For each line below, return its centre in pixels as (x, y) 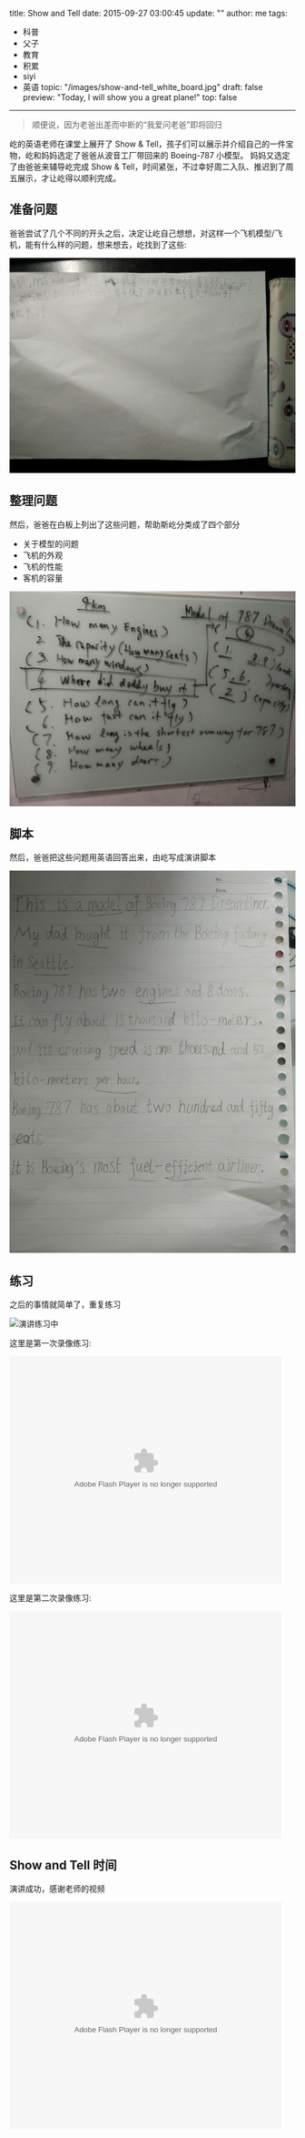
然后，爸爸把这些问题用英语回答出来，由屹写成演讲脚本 (113, 857)
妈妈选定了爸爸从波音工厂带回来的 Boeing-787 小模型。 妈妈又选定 (165, 155)
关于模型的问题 (50, 543)
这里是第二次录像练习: (51, 1598)
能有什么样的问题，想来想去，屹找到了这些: (106, 244)
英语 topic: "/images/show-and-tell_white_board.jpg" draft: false (143, 87)
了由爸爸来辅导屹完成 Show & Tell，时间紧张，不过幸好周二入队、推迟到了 (148, 167)
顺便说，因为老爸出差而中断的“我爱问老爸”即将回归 (127, 125)
